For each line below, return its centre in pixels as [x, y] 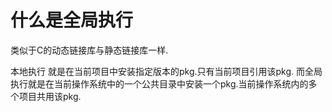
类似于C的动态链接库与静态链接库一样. [89, 50]
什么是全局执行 [72, 20]
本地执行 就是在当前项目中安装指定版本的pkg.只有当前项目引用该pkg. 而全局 [166, 71]
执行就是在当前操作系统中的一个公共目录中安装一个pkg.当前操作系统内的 [159, 83]
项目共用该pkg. [50, 96]
